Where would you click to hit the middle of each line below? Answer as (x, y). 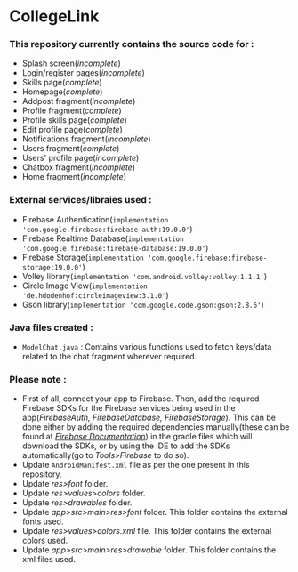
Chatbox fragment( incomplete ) (79, 167)
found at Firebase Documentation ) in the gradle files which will (137, 437)
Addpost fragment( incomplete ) (79, 101)
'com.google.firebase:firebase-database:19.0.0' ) (115, 247)
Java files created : (51, 327)
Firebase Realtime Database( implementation (103, 238)
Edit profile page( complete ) (72, 130)
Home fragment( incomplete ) (74, 177)
